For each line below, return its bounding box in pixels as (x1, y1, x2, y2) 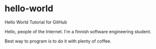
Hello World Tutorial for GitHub (4, 19, 67, 25)
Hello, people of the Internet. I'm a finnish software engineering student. (4, 28, 152, 34)
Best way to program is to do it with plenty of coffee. (4, 38, 112, 44)
